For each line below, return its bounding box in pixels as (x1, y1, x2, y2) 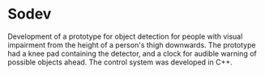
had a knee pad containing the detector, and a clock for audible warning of (7, 48, 257, 58)
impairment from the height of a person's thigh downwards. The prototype (7, 40, 256, 49)
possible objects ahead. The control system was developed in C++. (7, 57, 233, 67)
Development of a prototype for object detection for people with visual (7, 31, 243, 41)
